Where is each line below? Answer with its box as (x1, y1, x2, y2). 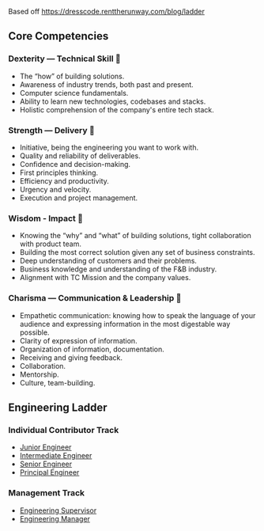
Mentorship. (19, 370, 59, 379)
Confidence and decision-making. (19, 159, 131, 169)
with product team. (19, 239, 81, 248)
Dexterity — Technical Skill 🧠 (8, 53, 121, 64)
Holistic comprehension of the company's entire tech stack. (19, 104, 215, 114)
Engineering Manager (19, 514, 91, 523)
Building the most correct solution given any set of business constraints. (19, 248, 255, 257)
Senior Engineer (19, 459, 73, 469)
